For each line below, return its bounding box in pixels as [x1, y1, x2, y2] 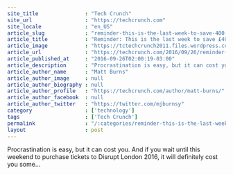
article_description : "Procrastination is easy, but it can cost [7, 62, 218, 69]
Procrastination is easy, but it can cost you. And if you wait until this [7, 145, 200, 153]
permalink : [7, 119, 89, 127]
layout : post [7, 126, 104, 133]
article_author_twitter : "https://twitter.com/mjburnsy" [7, 101, 185, 108]
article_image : [7, 42, 89, 49]
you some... [7, 160, 41, 169]
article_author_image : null [7, 74, 104, 82]
